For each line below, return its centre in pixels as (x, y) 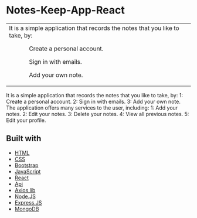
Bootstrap (26, 165)
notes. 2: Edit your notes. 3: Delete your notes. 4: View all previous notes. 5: (98, 114)
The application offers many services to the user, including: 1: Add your (92, 108)
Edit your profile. (26, 120)
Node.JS (25, 196)
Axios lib (25, 190)
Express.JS (28, 202)
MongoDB (27, 209)
